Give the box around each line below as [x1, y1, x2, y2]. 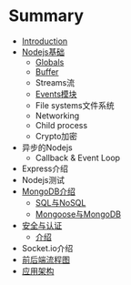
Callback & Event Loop [35, 152, 120, 163]
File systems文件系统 [35, 99, 115, 110]
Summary [8, 5, 84, 26]
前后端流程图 [21, 254, 70, 265]
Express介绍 [21, 163, 69, 174]
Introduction [21, 36, 68, 46]
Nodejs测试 [21, 174, 65, 185]
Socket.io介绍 [21, 242, 74, 253]
